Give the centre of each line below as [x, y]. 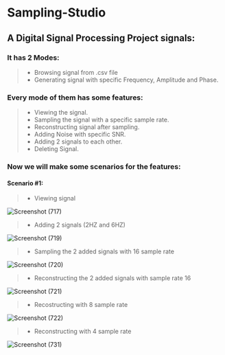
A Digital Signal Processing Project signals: [101, 38]
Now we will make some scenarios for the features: [94, 167]
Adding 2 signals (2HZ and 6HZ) [80, 225]
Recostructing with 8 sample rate [81, 305]
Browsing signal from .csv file [76, 72]
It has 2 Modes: [33, 58]
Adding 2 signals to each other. [78, 141]
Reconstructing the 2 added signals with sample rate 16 [113, 278]
